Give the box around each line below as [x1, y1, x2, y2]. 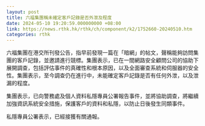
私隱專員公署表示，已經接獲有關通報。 [6, 113, 103, 121]
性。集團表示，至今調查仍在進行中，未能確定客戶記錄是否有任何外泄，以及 [6, 72, 193, 79]
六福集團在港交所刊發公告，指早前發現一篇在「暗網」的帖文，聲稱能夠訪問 [6, 49, 193, 57]
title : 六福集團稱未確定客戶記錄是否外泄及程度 [6, 15, 112, 21]
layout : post [6, 9, 40, 15]
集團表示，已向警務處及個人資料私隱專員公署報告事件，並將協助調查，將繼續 [6, 93, 199, 100]
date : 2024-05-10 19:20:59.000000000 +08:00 [6, 20, 121, 26]
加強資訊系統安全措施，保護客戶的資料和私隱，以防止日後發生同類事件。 [6, 100, 188, 107]
